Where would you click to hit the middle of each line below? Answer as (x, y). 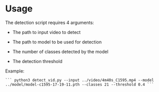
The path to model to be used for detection (57, 42)
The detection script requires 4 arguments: (50, 22)
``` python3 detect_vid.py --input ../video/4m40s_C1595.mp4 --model (80, 80)
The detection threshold (37, 61)
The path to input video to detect (47, 32)
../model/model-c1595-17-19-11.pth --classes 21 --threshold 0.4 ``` (80, 84)
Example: (15, 71)
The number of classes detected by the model (60, 51)
